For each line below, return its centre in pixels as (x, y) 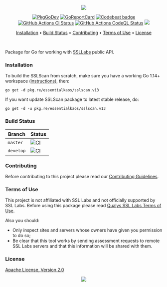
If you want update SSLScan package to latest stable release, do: (72, 99)
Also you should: (22, 221)
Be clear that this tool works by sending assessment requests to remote (86, 241)
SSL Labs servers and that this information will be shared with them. (82, 246)
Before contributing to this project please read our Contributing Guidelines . (82, 176)
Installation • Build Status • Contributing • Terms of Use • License (84, 33)
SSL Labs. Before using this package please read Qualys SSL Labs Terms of (83, 206)
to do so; (21, 236)
